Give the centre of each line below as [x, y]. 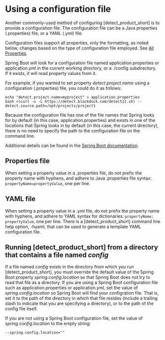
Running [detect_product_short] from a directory [82, 247]
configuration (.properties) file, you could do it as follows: [63, 88]
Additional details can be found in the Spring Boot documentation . [72, 145]
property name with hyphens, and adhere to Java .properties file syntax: [78, 178]
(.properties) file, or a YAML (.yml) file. [44, 33]
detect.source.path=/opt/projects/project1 [50, 106]
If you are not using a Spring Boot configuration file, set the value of [74, 318]
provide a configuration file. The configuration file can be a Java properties [81, 28]
